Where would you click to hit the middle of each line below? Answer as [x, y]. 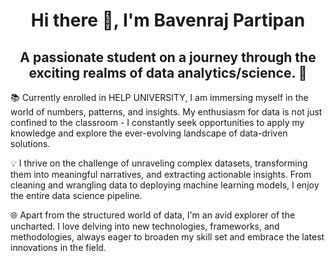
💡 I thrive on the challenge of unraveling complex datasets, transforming [159, 163]
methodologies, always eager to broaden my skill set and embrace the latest [167, 237]
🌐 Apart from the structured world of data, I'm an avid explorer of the [153, 215]
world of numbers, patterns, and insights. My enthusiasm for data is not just [166, 112]
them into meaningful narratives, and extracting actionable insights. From [161, 174]
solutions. [30, 143]
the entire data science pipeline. [76, 195]
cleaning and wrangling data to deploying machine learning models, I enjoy [165, 185]
